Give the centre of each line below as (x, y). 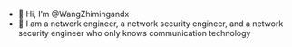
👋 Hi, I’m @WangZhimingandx (73, 14)
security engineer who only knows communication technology (134, 33)
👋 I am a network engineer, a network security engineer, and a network (151, 23)
